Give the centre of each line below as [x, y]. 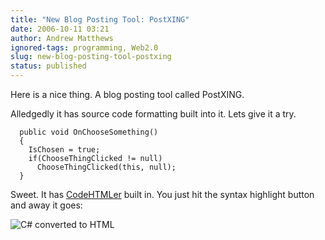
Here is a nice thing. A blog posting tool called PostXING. [127, 94]
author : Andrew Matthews [62, 38]
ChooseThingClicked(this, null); [106, 167]
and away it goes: [46, 205]
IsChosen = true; [64, 150]
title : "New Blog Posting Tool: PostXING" [100, 19]
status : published [48, 66]
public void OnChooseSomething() [89, 132]
